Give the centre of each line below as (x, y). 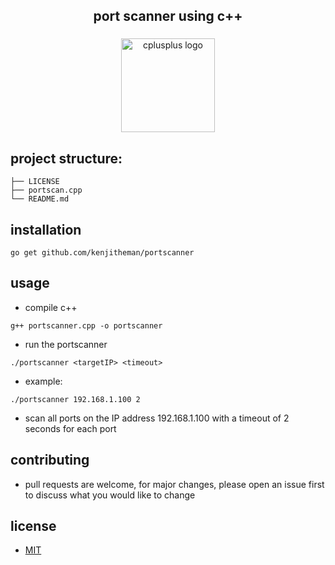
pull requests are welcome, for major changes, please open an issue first (174, 484)
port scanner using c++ (168, 16)
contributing (50, 460)
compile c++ (51, 307)
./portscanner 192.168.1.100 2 (75, 399)
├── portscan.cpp (46, 190)
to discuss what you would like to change (110, 495)
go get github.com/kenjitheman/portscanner (102, 252)
